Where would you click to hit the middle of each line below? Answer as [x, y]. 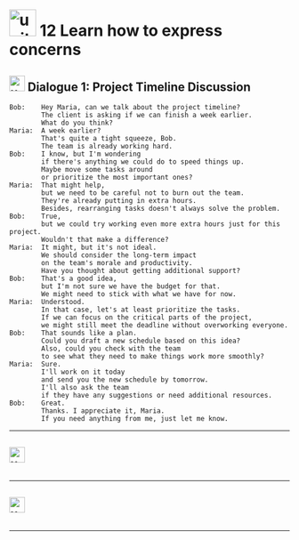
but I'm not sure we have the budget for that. [131, 286]
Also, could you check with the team [111, 349]
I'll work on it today [83, 372]
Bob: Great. [37, 403]
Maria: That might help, [57, 185]
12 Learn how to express [131, 31]
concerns [45, 50]
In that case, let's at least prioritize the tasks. [141, 310]
